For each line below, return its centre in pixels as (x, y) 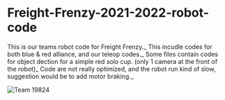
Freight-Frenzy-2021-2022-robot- (108, 13)
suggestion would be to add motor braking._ (70, 76)
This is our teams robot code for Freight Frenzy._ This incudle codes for (110, 47)
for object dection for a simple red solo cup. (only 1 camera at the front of (113, 61)
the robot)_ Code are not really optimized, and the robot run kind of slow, (111, 69)
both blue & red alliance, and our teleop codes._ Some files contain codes (113, 54)
